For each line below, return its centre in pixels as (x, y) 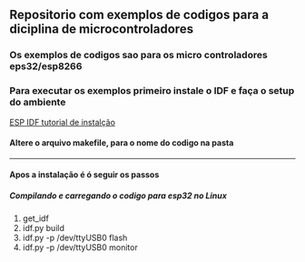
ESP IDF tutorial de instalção (63, 122)
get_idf (36, 218)
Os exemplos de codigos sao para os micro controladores (138, 55)
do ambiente (38, 102)
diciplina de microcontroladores (101, 30)
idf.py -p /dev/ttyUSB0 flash (75, 238)
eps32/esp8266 (46, 66)
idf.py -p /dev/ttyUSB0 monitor (80, 247)
